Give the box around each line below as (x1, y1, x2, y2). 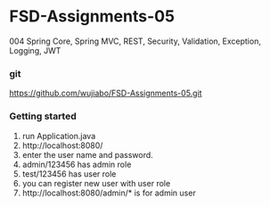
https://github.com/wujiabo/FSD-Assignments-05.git (9, 87, 202, 99)
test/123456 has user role (21, 168, 117, 179)
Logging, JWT (9, 45, 61, 55)
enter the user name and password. (21, 149, 153, 160)
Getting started (9, 110, 78, 122)
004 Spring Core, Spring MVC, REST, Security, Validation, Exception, (9, 36, 261, 46)
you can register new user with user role (21, 178, 171, 188)
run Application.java (21, 130, 96, 141)
